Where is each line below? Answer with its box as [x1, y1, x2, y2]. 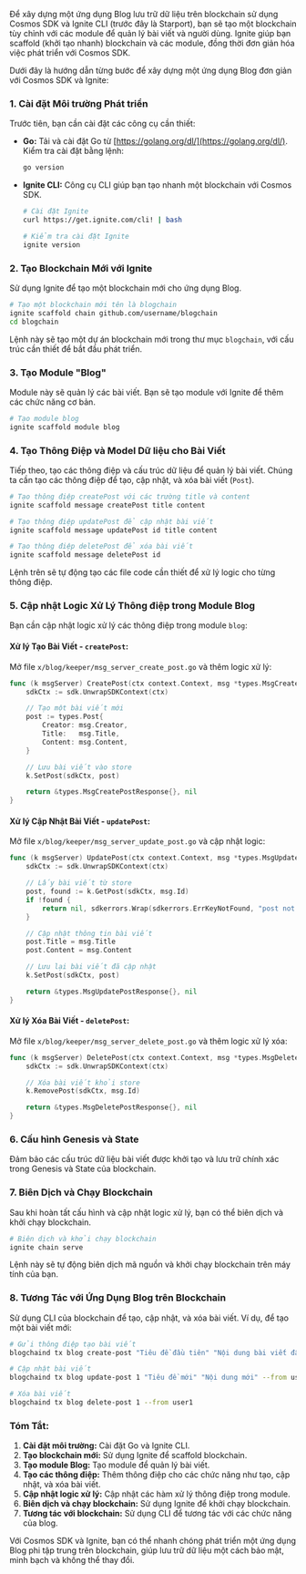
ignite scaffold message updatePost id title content [9, 525, 219, 535]
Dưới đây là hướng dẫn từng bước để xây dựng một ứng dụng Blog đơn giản [9, 65, 292, 76]
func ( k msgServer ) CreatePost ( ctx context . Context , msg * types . [9, 679, 262, 688]
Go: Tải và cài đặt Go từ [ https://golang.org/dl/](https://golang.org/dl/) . [22, 136, 289, 147]
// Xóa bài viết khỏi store [25, 1078, 141, 1087]
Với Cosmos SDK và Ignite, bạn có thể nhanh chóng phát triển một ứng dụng [9, 1536, 297, 1547]
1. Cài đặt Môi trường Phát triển [9, 97, 148, 109]
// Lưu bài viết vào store [25, 762, 132, 772]
